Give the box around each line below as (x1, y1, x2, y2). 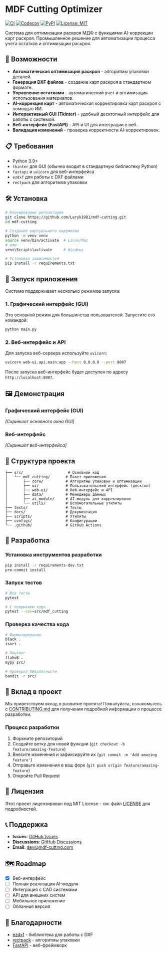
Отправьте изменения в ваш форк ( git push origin (12, 762, 122, 768)
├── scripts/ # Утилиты (5, 514, 86, 519)
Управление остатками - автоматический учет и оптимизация (12, 89, 148, 96)
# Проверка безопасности (5, 669, 57, 674)
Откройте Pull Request (12, 773, 60, 779)
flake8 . (5, 655, 23, 660)
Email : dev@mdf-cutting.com (12, 844, 73, 850)
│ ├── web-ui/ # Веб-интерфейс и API (5, 488, 113, 493)
